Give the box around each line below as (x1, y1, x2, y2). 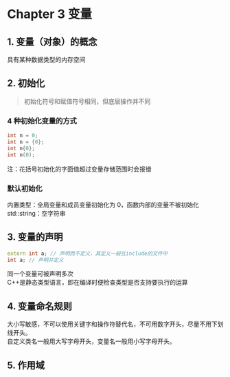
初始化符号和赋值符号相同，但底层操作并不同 (23, 97, 151, 105)
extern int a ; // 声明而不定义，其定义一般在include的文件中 (7, 249, 168, 257)
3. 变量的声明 (7, 232, 63, 243)
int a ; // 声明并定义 (7, 256, 64, 263)
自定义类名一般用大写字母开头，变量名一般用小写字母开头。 (7, 337, 176, 345)
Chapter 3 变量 (7, 6, 93, 22)
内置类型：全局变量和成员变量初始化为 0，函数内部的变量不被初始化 (7, 201, 199, 209)
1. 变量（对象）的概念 (7, 36, 97, 48)
